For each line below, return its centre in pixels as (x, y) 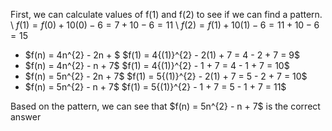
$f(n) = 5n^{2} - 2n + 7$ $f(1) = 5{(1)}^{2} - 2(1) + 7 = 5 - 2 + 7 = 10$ (166, 76)
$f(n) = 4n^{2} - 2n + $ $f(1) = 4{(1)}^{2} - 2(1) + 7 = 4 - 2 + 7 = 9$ (162, 55)
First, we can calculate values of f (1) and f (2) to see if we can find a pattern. (166, 14)
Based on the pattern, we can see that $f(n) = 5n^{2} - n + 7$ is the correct (165, 106)
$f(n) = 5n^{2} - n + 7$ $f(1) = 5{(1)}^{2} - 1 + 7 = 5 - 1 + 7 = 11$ (155, 87)
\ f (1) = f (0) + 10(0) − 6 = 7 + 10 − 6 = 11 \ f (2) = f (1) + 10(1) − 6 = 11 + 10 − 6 (165, 25)
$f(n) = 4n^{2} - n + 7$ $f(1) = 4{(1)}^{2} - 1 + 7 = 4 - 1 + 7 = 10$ (157, 65)
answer (26, 117)
